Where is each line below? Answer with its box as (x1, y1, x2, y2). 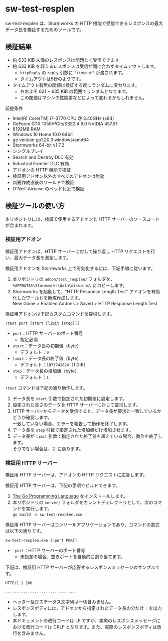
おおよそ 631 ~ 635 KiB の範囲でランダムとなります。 (20, 88, 130, 94)
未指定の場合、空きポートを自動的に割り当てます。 (20, 554, 125, 560)
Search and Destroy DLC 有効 (12, 154, 74, 160)
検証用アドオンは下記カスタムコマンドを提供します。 (5, 311, 115, 317)
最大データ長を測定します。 (14, 254, 71, 261)
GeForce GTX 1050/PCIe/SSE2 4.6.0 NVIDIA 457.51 (12, 120, 118, 126)
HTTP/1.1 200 (5, 581, 33, 586)
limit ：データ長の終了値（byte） (12, 355, 82, 361)
